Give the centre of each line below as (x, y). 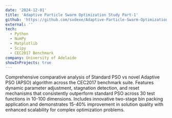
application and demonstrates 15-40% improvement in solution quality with (84, 104)
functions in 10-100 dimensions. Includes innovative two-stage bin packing (84, 99)
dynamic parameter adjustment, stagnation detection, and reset (72, 88)
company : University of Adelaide (41, 58)
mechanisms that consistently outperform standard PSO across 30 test (80, 93)
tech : (11, 29)
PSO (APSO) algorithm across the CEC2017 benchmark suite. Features (80, 83)
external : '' (19, 24)
